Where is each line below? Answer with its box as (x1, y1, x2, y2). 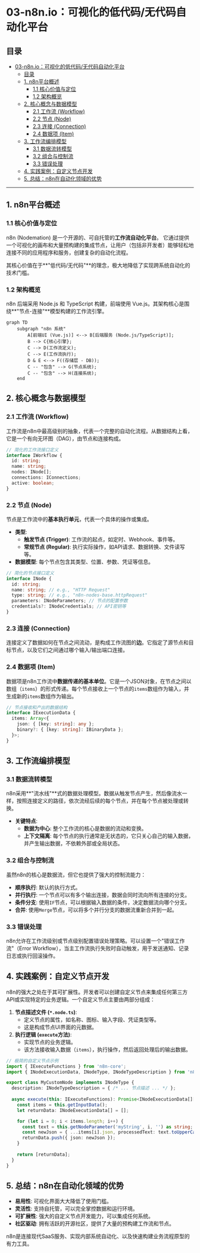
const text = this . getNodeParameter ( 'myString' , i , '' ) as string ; (21, 1124, 193, 1130)
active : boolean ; (11, 480, 55, 486)
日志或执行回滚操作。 (6, 952, 58, 959)
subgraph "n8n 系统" (17, 326, 66, 332)
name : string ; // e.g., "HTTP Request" (11, 587, 111, 593)
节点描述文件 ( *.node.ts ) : (14, 1008, 77, 1016)
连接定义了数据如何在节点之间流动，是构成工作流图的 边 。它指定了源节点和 (6, 639, 189, 646)
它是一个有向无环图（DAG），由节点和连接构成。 (6, 434, 124, 442)
